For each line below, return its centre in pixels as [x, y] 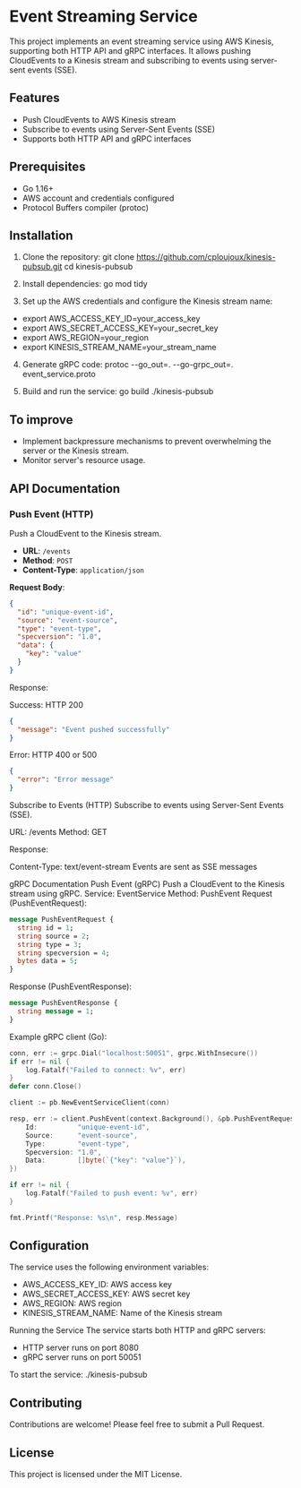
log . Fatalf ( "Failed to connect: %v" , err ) [106, 1070]
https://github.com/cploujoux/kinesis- [206, 257]
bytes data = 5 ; [47, 961]
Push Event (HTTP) [52, 514]
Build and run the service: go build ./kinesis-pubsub [118, 391]
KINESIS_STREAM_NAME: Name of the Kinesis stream [122, 1313]
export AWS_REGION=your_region [86, 338]
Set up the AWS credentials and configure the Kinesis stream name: [147, 301]
